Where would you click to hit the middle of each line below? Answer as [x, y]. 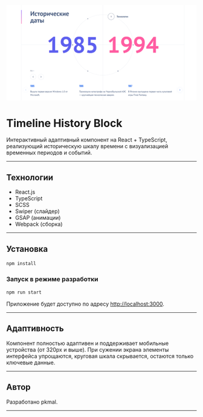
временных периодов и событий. [49, 153]
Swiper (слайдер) [37, 211]
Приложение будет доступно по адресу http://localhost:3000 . [85, 304]
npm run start [24, 292]
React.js [25, 192]
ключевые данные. [31, 363]
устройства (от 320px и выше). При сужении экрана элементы [88, 349]
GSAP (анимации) [38, 218]
